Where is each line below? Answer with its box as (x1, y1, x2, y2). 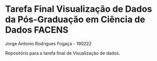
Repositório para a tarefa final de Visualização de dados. (5, 50, 120, 56)
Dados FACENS (5, 25, 69, 35)
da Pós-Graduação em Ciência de (5, 14, 146, 25)
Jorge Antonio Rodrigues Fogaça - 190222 (5, 40, 92, 46)
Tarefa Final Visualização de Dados (5, 3, 152, 15)
